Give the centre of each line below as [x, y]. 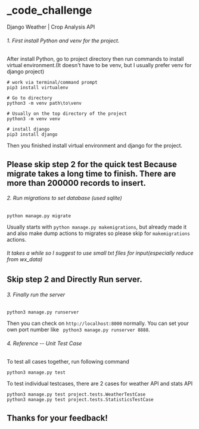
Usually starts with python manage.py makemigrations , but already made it [97, 227]
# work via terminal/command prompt [52, 83]
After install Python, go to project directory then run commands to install [95, 59]
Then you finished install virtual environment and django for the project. [95, 146]
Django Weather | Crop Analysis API [51, 27]
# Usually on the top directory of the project [67, 114]
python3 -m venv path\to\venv [44, 104]
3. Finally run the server [36, 295]
